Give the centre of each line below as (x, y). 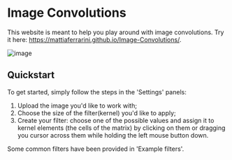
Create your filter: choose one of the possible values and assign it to (116, 120)
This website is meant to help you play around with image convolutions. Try (116, 32)
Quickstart (31, 75)
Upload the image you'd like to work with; (77, 106)
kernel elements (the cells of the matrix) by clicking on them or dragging (121, 128)
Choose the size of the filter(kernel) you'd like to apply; (96, 112)
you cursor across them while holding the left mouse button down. (113, 135)
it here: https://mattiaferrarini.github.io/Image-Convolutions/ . (94, 39)
